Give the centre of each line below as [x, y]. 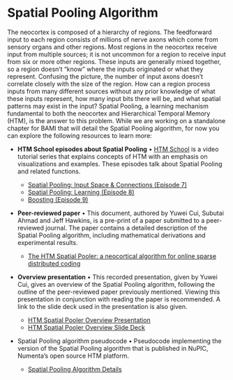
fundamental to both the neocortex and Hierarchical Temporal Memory [109, 113]
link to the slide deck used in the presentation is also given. [102, 306]
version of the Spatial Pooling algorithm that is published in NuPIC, [113, 348]
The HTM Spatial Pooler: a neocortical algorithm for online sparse [122, 256]
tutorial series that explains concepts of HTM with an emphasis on [112, 156]
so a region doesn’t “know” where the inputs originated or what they [105, 69]
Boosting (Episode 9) [58, 199]
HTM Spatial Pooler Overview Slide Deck [86, 327]
